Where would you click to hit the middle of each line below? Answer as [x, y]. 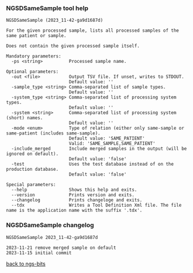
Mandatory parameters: [34, 56]
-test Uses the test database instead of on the [93, 164]
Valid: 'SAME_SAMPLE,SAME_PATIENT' [112, 144]
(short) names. [25, 118]
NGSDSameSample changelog [50, 225]
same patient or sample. [36, 36]
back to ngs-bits [26, 264]
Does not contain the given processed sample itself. [73, 46]
